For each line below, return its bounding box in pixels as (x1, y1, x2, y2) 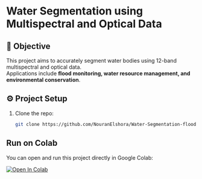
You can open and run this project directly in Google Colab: (6, 154, 154, 161)
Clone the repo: (14, 110, 54, 117)
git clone (14, 121, 40, 127)
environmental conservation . (6, 77, 81, 83)
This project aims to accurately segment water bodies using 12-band (6, 57, 177, 64)
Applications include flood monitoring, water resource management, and (6, 70, 191, 77)
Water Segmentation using (6, 4, 144, 18)
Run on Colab (6, 138, 58, 148)
